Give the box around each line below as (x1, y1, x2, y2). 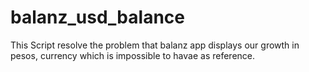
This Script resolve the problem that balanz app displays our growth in (10, 39, 300, 51)
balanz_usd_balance (10, 6, 185, 29)
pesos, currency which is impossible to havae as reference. (10, 49, 256, 61)
